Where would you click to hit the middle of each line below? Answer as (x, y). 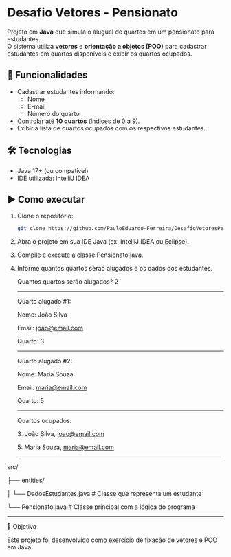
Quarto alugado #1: (44, 302)
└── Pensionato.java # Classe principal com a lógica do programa (101, 507)
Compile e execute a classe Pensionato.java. (80, 255)
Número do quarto (54, 113)
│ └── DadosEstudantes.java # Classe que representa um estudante (104, 494)
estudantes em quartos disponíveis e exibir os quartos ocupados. (100, 54)
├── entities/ (26, 480)
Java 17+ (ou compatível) (53, 170)
